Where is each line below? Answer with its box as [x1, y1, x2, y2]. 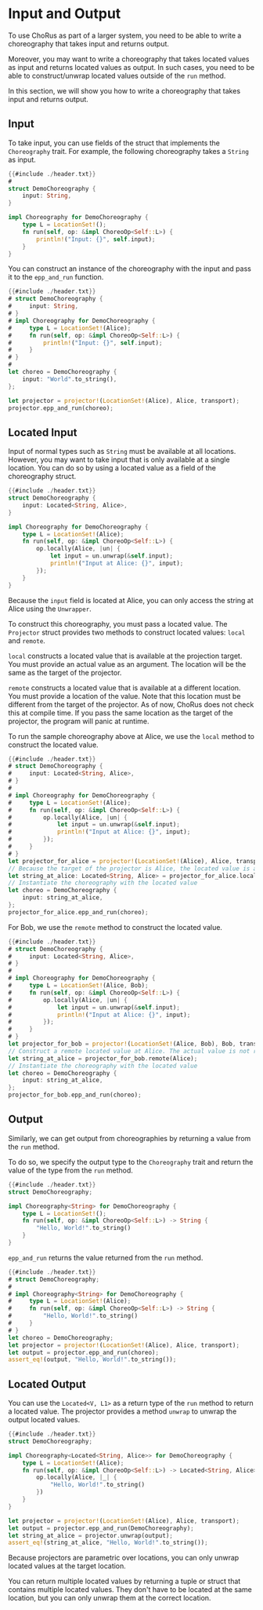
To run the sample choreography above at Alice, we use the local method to [8, 731, 254, 741]
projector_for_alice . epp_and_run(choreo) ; [8, 908, 149, 916]
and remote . [8, 635, 45, 645]
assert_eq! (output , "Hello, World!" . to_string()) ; [8, 1356, 177, 1363]
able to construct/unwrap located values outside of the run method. [8, 71, 226, 80]
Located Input [8, 426, 77, 439]
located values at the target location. [8, 1561, 127, 1571]
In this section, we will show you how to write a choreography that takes [8, 86, 241, 95]
